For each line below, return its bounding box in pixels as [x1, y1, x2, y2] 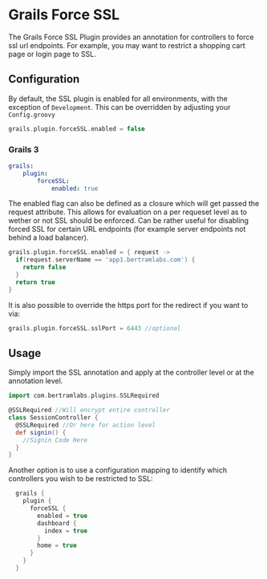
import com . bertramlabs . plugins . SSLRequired [8, 391, 160, 400]
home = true [37, 541, 78, 550]
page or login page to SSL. [8, 49, 96, 59]
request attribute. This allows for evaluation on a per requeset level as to [8, 207, 248, 217]
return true [15, 278, 56, 286]
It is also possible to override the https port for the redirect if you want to [8, 300, 249, 310]
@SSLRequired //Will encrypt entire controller [8, 407, 171, 415]
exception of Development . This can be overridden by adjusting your [8, 102, 231, 111]
